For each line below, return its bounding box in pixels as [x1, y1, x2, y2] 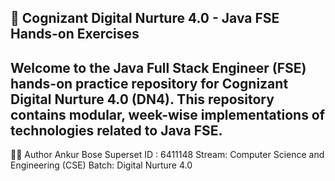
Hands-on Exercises [10, 26, 140, 43]
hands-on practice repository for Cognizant [10, 75, 289, 92]
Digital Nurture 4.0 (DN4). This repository [10, 91, 275, 108]
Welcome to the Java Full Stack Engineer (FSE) [10, 59, 307, 76]
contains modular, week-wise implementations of [10, 106, 326, 123]
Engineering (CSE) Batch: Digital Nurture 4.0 [10, 159, 193, 171]
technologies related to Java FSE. [10, 122, 223, 139]
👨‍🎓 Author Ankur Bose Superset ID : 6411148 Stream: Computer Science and [10, 149, 325, 161]
